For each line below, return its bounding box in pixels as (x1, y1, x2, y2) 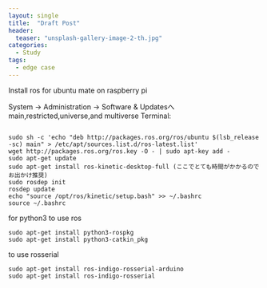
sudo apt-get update (8, 154, 78, 162)
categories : (8, 41, 48, 49)
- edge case (15, 64, 56, 72)
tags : (8, 57, 26, 65)
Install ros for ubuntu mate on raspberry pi (8, 85, 148, 95)
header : (8, 26, 34, 34)
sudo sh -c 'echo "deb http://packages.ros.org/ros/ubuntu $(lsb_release (8, 133, 260, 141)
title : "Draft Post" (8, 19, 81, 27)
